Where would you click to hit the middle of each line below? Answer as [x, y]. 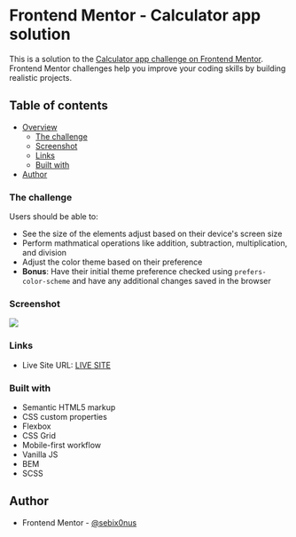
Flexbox [36, 426]
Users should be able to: [54, 217]
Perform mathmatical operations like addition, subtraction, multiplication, [155, 243]
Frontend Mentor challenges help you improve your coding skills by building [148, 68]
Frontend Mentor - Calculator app [135, 16]
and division [44, 253]
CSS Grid [39, 435]
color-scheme [46, 282]
